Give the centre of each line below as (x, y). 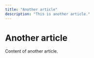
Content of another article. (32, 51)
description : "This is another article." (48, 14)
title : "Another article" (31, 9)
